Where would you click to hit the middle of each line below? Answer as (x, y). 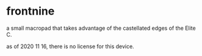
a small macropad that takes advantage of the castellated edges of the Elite (101, 28)
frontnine (31, 11)
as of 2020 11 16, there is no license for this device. (70, 46)
